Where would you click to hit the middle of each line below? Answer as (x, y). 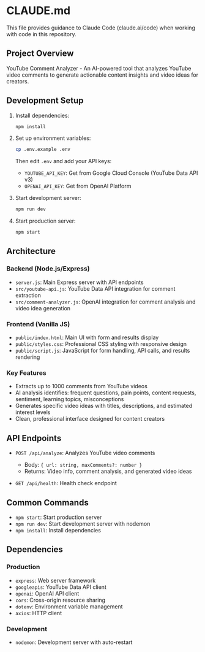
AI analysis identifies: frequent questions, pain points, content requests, (106, 393)
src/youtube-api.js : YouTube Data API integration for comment (95, 288)
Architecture (31, 251)
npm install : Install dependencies (58, 530)
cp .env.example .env (43, 150)
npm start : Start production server (58, 517)
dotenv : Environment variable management (69, 606)
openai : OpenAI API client (47, 593)
